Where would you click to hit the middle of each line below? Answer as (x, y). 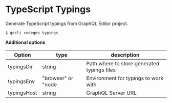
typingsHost (23, 93)
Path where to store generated (123, 63)
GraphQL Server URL (112, 93)
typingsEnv (21, 81)
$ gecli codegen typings (32, 33)
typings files (101, 70)
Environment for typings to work (125, 78)
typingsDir (20, 66)
